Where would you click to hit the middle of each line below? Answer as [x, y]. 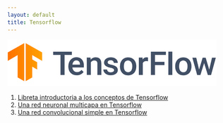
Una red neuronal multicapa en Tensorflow [80, 105]
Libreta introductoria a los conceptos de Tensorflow [93, 97]
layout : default [31, 15]
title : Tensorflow [34, 22]
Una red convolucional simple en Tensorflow [82, 112]
